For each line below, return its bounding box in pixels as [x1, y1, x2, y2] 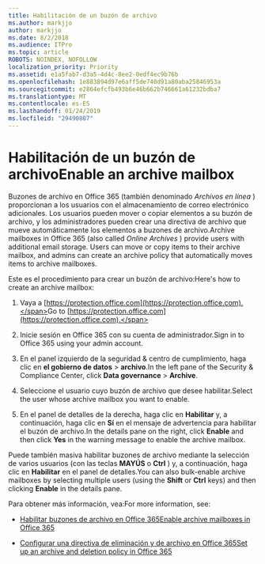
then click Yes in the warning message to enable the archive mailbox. [19, 434, 246, 444]
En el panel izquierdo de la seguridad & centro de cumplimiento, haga [19, 354, 247, 363]
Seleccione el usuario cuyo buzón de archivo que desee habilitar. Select [19, 385, 253, 396]
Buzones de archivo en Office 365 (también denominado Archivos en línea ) [8, 191, 256, 201]
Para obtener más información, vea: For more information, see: [8, 499, 211, 509]
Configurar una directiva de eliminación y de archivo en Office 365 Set [19, 538, 248, 547]
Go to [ [47, 306, 70, 316]
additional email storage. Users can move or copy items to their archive [8, 242, 240, 252]
